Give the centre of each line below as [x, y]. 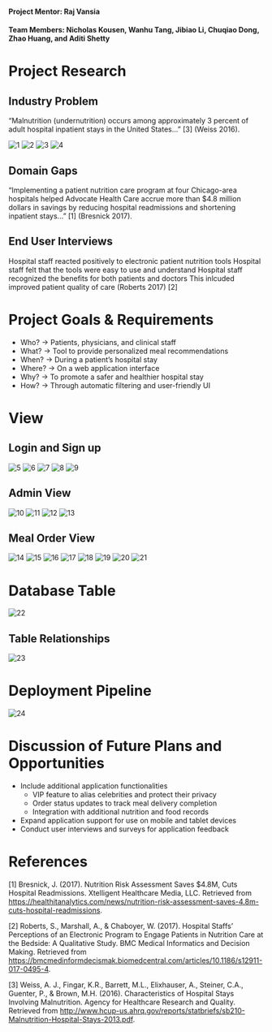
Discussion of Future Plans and [115, 746]
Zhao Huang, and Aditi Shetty [59, 39]
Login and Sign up [55, 448]
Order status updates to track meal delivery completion [125, 803]
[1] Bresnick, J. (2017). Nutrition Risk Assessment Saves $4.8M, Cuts [123, 884]
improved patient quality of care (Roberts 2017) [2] [93, 287]
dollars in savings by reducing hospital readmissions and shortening [122, 207]
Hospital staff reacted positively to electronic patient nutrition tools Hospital [135, 261]
